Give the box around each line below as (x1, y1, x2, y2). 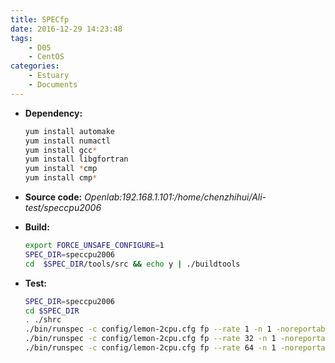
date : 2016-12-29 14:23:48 (10, 24, 123, 34)
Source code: (24, 191, 83, 203)
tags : (10, 33, 33, 43)
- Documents (28, 80, 78, 90)
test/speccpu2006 (24, 202, 102, 213)
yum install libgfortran (24, 154, 129, 165)
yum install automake (24, 126, 115, 136)
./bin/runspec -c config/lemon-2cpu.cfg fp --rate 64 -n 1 (24, 343, 277, 353)
